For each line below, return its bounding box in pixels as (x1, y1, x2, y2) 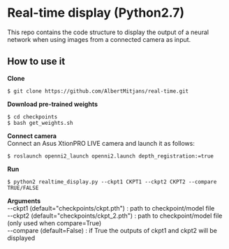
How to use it (7, 56, 66, 68)
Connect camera (7, 131, 57, 140)
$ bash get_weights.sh (7, 119, 73, 126)
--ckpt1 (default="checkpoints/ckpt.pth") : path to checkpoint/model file (7, 204, 215, 212)
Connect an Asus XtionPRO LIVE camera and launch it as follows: (7, 139, 195, 147)
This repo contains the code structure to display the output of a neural (7, 28, 209, 36)
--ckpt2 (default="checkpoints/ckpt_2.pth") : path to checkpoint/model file (7, 211, 223, 220)
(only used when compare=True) (7, 218, 102, 227)
